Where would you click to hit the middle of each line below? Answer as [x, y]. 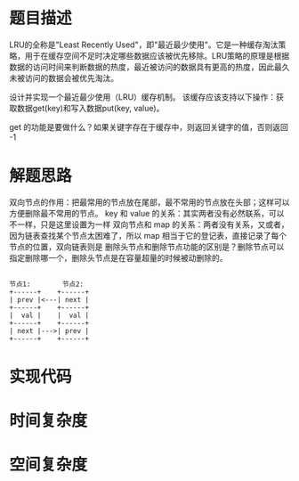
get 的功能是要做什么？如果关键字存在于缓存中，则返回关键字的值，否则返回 [149, 126]
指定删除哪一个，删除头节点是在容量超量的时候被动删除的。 [118, 257]
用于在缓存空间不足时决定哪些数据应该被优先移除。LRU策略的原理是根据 [157, 55]
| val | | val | [49, 315]
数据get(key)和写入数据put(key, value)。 [90, 108]
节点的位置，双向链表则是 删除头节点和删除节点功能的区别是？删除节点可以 [147, 247]
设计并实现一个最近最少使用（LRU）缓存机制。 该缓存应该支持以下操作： [143, 97]
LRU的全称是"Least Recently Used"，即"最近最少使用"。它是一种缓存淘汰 [144, 45]
